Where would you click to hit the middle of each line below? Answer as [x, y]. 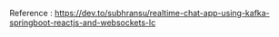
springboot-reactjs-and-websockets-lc [83, 23]
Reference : [31, 13]
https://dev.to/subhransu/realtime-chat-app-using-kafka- [162, 13]
